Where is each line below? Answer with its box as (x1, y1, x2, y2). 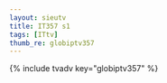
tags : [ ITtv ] (9, 30, 59, 39)
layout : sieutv (9, 13, 67, 23)
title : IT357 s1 (9, 22, 70, 31)
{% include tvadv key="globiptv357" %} (9, 63, 159, 74)
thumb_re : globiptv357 (9, 38, 95, 48)
